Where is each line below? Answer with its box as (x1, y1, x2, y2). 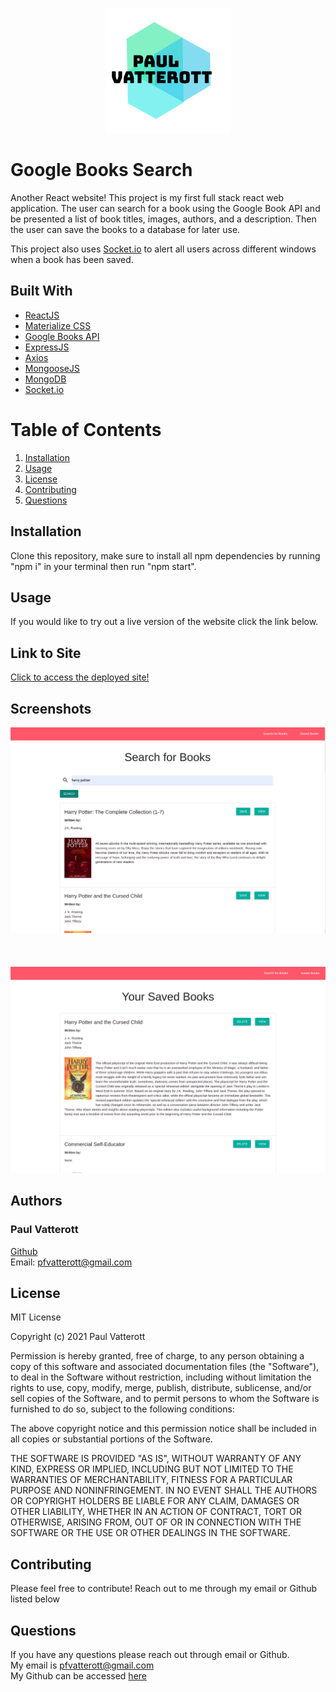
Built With (10, 283, 73, 300)
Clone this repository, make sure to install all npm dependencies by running (10, 549, 321, 562)
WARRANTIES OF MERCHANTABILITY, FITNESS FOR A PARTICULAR (10, 1474, 293, 1486)
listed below (10, 1593, 61, 1605)
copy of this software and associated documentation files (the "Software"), (10, 1361, 320, 1373)
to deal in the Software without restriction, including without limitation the (10, 1371, 312, 1383)
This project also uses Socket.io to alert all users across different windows (10, 243, 317, 255)
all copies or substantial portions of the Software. (10, 1433, 213, 1445)
